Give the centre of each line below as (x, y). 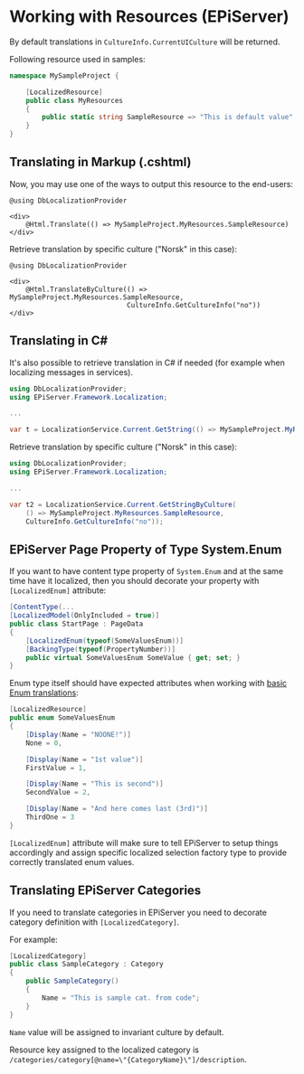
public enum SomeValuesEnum (62, 718)
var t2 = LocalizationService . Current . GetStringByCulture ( (123, 504)
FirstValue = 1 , (57, 768)
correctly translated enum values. (72, 862)
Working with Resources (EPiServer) (149, 17)
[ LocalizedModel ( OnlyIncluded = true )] (85, 616)
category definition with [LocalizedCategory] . (95, 922)
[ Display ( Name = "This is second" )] (95, 784)
